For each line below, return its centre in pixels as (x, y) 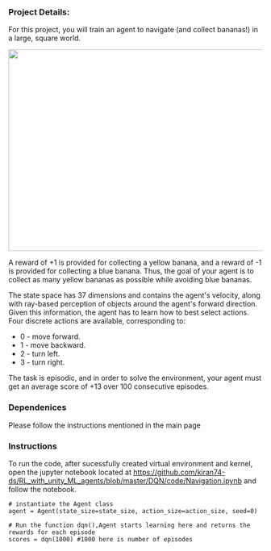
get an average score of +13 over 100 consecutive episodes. (109, 386)
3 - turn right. (42, 362)
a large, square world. (45, 38)
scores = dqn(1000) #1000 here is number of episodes (101, 539)
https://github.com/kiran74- (179, 472)
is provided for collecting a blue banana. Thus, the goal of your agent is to (131, 271)
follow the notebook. (42, 489)
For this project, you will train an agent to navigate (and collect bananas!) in (133, 30)
